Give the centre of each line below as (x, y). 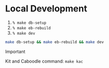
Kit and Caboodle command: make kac (44, 61)
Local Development (46, 9)
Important (15, 51)
